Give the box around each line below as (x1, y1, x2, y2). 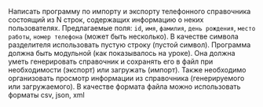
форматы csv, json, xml (8, 90, 85, 99)
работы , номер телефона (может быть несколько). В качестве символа (8, 31, 239, 41)
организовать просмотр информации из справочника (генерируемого (8, 74, 245, 83)
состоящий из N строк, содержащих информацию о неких (8, 15, 204, 24)
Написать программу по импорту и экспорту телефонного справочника (8, 7, 251, 16)
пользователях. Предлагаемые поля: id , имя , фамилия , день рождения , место (8, 24, 256, 32)
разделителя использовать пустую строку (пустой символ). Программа (8, 40, 251, 50)
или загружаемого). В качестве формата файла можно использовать (8, 82, 241, 91)
